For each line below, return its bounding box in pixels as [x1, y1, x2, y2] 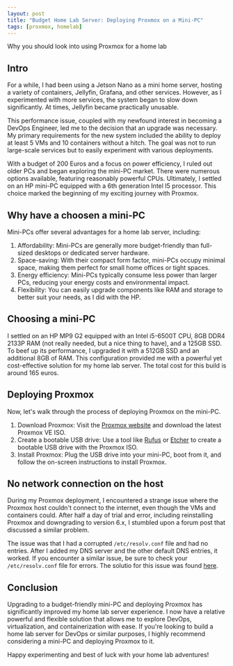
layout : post [7, 10, 45, 17]
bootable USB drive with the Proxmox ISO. [17, 443, 138, 451]
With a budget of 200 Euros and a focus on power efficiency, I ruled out [7, 159, 213, 168]
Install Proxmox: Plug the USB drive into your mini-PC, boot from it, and [17, 450, 221, 459]
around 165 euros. [7, 368, 59, 376]
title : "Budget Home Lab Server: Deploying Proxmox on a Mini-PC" [7, 17, 204, 24]
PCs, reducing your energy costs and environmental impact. [17, 278, 190, 286]
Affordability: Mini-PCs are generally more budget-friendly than [17, 241, 200, 249]
